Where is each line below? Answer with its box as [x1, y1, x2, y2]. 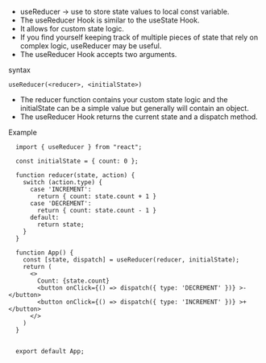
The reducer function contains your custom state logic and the [19, 95, 228, 104]
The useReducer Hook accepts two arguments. [19, 50, 177, 59]
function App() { [15, 249, 74, 257]
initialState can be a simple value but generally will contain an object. [19, 104, 250, 113]
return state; [37, 221, 85, 229]
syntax [8, 65, 31, 75]
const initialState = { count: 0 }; [15, 157, 139, 165]
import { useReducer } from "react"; [15, 143, 143, 151]
